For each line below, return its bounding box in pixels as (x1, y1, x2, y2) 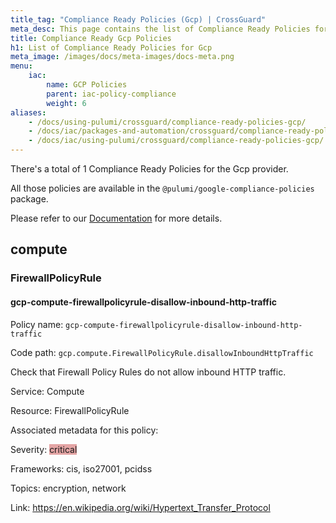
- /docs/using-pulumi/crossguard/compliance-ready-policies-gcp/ (28, 117, 307, 127)
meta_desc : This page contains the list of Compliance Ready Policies (10, 24, 311, 34)
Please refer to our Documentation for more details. (10, 212, 223, 224)
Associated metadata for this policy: (10, 424, 159, 436)
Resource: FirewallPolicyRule (10, 404, 130, 416)
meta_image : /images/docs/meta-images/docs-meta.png (10, 52, 235, 62)
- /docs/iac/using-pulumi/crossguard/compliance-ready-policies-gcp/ (28, 136, 325, 146)
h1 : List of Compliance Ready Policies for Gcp (10, 42, 213, 53)
